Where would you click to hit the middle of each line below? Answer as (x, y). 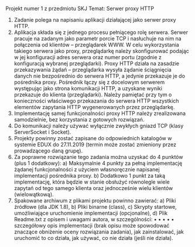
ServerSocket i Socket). (42, 132)
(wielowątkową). (34, 194)
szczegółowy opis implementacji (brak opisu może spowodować (92, 226)
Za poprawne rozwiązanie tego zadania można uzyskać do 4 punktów (98, 157)
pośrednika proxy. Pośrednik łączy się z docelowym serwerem (89, 82)
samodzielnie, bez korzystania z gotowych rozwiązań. (79, 119)
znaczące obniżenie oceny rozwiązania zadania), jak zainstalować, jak (99, 232)
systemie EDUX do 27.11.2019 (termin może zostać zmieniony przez (95, 144)
